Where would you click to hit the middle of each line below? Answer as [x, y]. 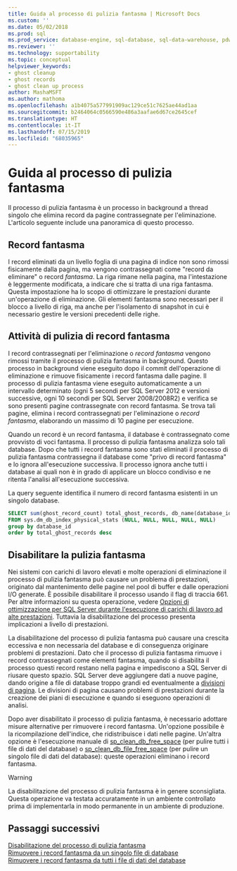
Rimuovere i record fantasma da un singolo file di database [93, 853]
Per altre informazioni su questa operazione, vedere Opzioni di [98, 602]
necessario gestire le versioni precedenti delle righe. [84, 314]
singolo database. [34, 500]
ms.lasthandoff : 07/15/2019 [49, 132]
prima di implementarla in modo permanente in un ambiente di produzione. [116, 806]
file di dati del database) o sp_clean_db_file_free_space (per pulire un [108, 749]
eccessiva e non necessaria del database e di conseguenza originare [108, 645]
